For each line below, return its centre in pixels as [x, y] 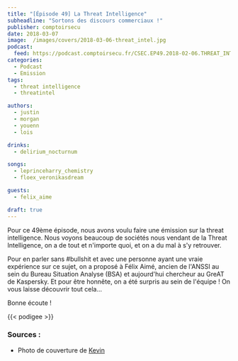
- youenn [27, 126]
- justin [27, 113]
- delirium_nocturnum [46, 152]
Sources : [24, 335]
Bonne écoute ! [29, 303]
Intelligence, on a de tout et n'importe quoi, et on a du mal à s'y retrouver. [114, 245]
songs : [17, 165]
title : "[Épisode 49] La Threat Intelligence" [77, 14]
